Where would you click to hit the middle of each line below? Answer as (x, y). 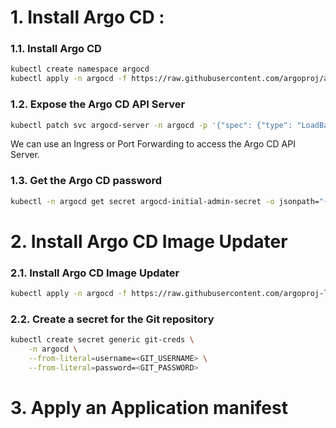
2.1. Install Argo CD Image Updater (95, 273)
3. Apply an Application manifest (149, 407)
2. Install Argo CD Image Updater (149, 241)
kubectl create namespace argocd (80, 69)
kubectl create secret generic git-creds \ (102, 340)
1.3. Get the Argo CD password (86, 181)
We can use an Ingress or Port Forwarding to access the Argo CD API (153, 144)
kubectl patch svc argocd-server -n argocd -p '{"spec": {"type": (151, 125)
